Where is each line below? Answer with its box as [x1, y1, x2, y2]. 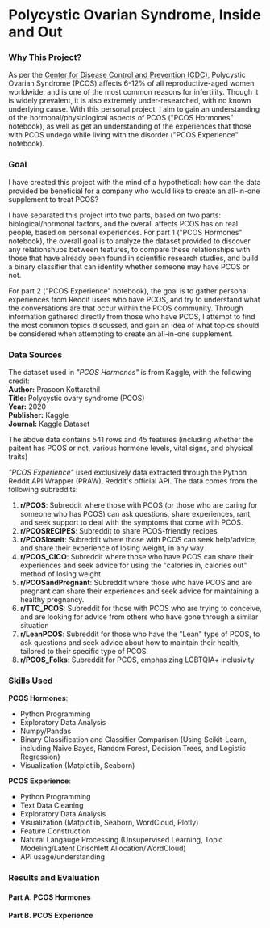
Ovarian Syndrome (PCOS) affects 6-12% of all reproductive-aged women [8, 78, 255, 88]
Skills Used [8, 675, 53, 686]
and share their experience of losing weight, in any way [19, 543, 204, 553]
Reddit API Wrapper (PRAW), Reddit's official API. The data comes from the [8, 476, 258, 486]
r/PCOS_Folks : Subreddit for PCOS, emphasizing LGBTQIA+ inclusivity [19, 655, 255, 664]
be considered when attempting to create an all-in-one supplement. [8, 329, 234, 339]
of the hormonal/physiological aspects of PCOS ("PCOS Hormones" [8, 113, 234, 123]
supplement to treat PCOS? [8, 194, 99, 204]
